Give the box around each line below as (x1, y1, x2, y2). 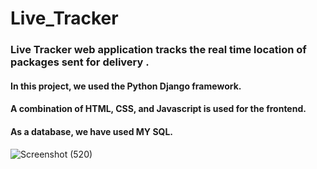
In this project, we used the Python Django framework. (10, 80, 242, 92)
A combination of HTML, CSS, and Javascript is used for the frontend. (10, 103, 307, 115)
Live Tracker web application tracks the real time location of (10, 43, 307, 57)
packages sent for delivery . (10, 55, 150, 69)
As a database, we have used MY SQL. (10, 125, 174, 137)
